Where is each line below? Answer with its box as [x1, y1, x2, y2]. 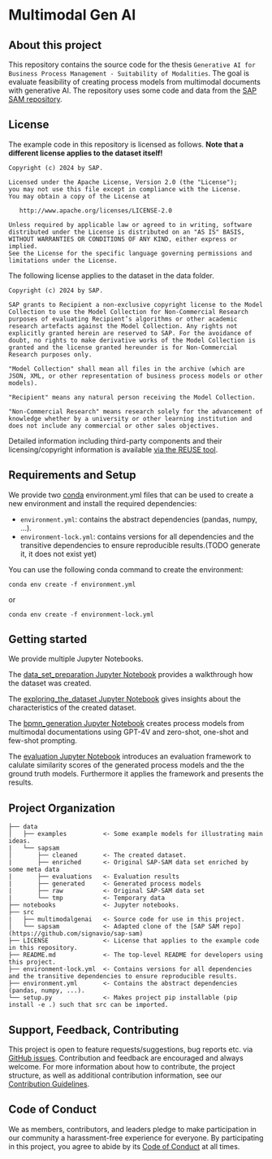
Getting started [8, 632, 88, 646]
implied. [8, 242, 38, 250]
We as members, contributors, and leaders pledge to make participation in [8, 1124, 257, 1134]
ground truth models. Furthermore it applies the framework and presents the [8, 769, 264, 779]
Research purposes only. [8, 350, 93, 359]
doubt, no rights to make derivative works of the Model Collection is [8, 336, 256, 344]
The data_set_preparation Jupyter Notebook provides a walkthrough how [8, 670, 253, 680]
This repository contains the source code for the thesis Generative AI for [8, 59, 256, 69]
